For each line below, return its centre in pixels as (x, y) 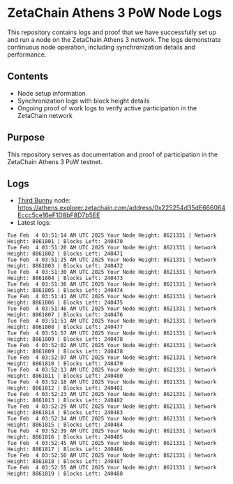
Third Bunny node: (44, 200)
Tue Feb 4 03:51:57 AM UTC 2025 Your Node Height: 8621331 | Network (112, 333)
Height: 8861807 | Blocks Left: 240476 (65, 315)
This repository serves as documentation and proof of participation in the (113, 154)
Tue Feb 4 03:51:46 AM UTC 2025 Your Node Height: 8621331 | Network (112, 309)
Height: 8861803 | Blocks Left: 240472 (65, 266)
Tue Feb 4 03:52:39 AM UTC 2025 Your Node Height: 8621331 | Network (112, 431)
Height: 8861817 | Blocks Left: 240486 (65, 449)
